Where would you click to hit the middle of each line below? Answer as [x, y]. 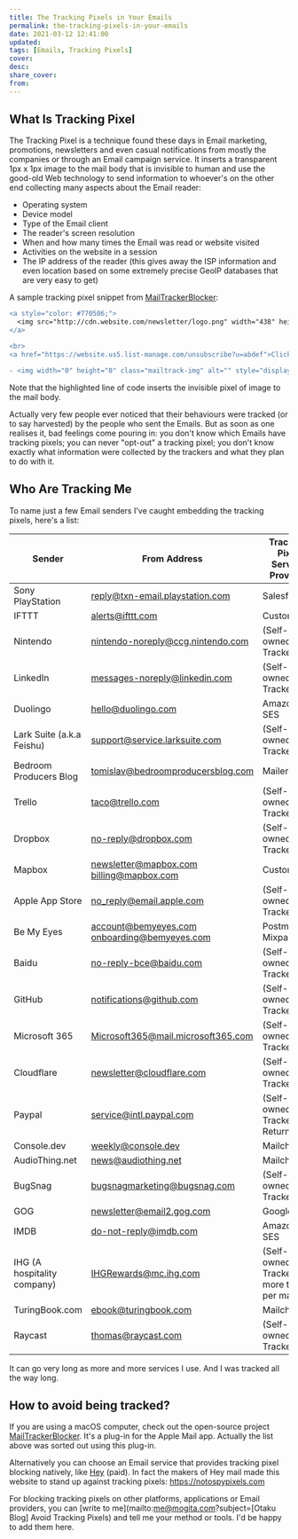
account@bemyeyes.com [144, 926]
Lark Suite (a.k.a [47, 734]
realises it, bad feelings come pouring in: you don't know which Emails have [148, 433]
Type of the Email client [65, 224]
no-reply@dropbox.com [141, 838]
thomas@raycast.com [137, 1335]
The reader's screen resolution [78, 233]
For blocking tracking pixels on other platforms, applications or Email [134, 1499]
